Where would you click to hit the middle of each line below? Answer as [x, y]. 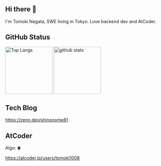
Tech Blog [21, 108]
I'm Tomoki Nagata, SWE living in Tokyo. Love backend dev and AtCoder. [81, 21]
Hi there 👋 [21, 9]
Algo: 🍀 [13, 148]
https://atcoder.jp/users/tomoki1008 [43, 158]
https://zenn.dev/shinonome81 [37, 120]
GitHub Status [28, 37]
